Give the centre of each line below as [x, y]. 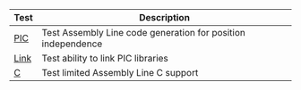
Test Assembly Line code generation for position [144, 33]
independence [72, 44]
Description [164, 17]
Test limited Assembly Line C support [120, 73]
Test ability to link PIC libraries [105, 58]
